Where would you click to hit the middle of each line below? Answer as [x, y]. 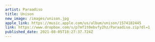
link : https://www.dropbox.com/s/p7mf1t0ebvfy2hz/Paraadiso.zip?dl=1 [78, 28]
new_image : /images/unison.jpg [37, 18]
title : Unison [20, 14]
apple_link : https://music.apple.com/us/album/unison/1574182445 [73, 23]
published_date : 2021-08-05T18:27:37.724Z [49, 32]
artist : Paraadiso [24, 9]
